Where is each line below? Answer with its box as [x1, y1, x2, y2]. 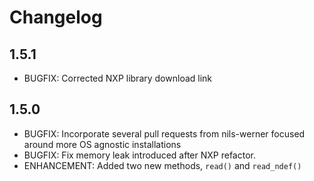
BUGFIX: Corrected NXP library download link [23, 72, 213, 84]
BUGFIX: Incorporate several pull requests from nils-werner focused [23, 127, 306, 140]
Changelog [9, 6, 103, 29]
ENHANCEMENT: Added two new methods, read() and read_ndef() [23, 159, 302, 171]
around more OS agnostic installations [23, 138, 182, 150]
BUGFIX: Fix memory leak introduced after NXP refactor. [23, 149, 256, 161]
